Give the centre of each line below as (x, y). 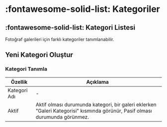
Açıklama (98, 82)
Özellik (19, 82)
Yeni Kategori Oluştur (39, 55)
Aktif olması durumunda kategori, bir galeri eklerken (96, 104)
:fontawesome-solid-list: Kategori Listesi (70, 28)
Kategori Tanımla (26, 69)
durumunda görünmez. (62, 117)
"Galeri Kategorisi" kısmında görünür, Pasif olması (94, 111)
